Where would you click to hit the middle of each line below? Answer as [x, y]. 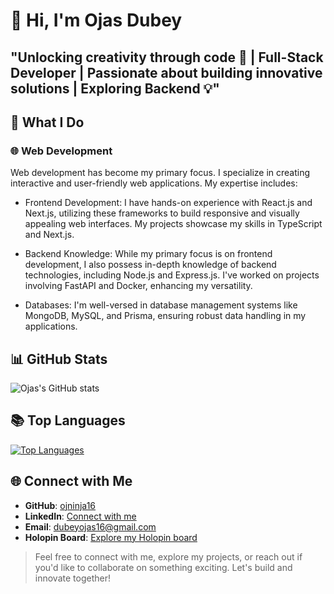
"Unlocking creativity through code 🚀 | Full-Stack [167, 57]
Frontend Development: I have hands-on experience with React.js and [168, 203]
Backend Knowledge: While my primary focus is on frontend [148, 254]
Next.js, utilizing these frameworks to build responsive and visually [162, 213]
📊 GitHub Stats [59, 359]
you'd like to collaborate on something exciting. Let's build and [163, 567]
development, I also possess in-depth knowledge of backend [150, 265]
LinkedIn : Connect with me [80, 516]
